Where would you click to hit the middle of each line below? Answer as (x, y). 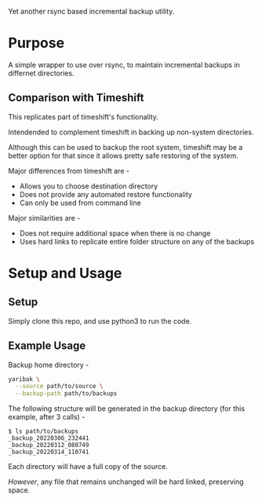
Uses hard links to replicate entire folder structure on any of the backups (137, 241)
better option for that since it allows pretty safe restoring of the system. (124, 156)
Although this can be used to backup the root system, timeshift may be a (126, 147)
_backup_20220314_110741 (49, 452)
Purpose (36, 43)
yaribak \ (24, 379)
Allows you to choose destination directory (89, 186)
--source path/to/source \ (59, 387)
